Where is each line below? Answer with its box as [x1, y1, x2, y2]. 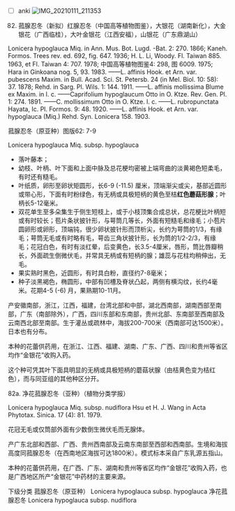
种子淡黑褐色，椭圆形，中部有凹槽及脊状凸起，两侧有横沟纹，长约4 [17, 278, 212, 286]
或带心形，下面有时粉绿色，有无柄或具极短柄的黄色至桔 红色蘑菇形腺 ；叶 [17, 190, 226, 199]
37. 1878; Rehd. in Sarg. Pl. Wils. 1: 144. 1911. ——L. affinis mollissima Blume [8, 82, 224, 91]
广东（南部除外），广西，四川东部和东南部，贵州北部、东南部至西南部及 [20, 310, 225, 318]
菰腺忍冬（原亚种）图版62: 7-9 [8, 127, 97, 136]
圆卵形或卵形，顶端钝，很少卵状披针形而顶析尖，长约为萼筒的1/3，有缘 [17, 225, 222, 233]
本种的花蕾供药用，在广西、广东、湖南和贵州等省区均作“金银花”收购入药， [8, 463, 222, 472]
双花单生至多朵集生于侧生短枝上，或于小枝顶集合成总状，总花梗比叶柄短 [17, 208, 226, 216]
